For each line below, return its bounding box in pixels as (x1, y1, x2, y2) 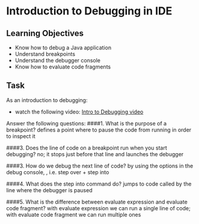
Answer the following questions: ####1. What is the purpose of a (6, 120, 167, 127)
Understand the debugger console (14, 57, 101, 64)
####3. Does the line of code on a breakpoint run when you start (6, 144, 167, 151)
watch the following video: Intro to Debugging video (14, 108, 144, 115)
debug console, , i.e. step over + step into (6, 168, 109, 175)
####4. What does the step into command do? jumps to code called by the (6, 180, 192, 187)
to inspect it (6, 132, 36, 139)
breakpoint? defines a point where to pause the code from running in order (6, 126, 192, 133)
